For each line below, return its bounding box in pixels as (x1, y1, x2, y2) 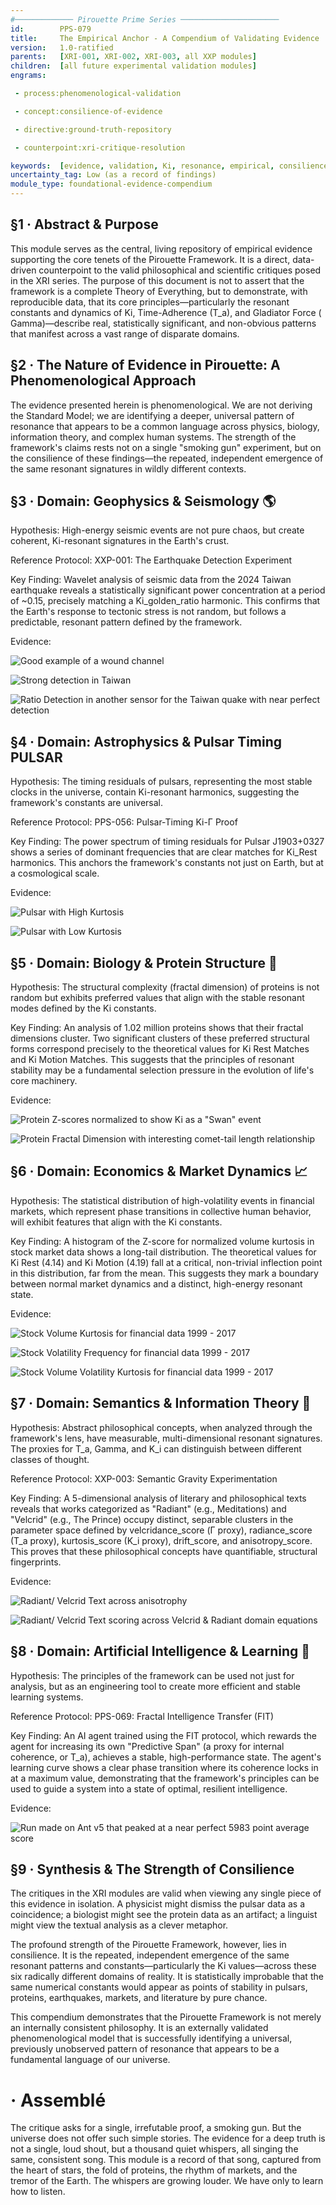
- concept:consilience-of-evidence (14, 106, 163, 116)
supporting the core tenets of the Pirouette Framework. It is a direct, (10, 253, 291, 265)
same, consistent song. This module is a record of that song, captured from (10, 2154, 322, 2166)
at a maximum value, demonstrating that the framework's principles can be (10, 1772, 320, 1784)
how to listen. (10, 2186, 66, 2198)
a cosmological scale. (10, 867, 100, 880)
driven (10, 264, 37, 276)
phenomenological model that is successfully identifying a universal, (10, 2032, 293, 2045)
